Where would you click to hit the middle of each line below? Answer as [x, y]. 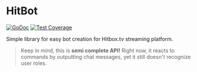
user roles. [34, 63]
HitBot [22, 11]
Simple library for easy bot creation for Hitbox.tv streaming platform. [90, 39]
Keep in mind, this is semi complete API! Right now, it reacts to [98, 50]
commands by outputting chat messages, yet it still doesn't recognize [106, 57]
